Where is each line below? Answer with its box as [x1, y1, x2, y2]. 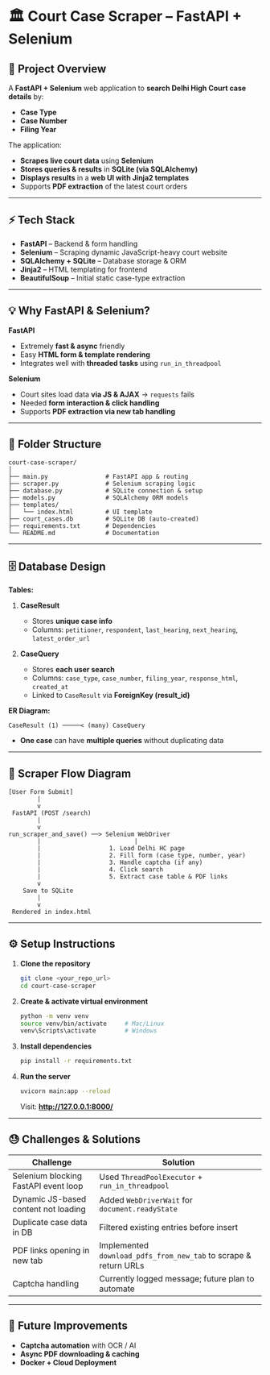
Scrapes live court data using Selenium [19, 156, 154, 165]
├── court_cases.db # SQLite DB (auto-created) [8, 515, 199, 523]
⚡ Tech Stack [8, 214, 76, 227]
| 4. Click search [37, 866, 163, 874]
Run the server [19, 1072, 71, 1082]
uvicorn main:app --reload [19, 1087, 111, 1095]
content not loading [12, 1203, 86, 1215]
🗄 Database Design [8, 559, 106, 573]
